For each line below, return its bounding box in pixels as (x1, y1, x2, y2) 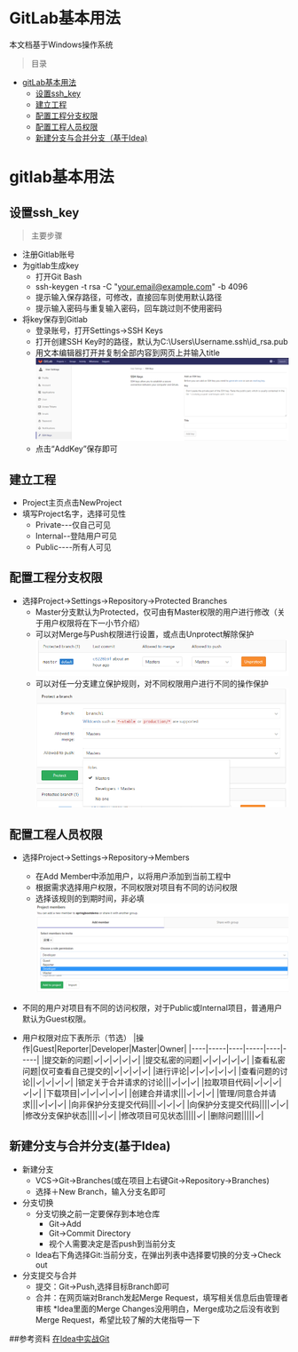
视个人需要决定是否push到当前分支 (48, 1238, 176, 1249)
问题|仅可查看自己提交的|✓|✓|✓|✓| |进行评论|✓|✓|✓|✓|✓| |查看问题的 (21, 1065, 281, 1076)
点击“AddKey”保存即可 (35, 443, 118, 454)
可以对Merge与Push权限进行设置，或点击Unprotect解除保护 (35, 628, 255, 640)
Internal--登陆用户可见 (35, 530, 118, 541)
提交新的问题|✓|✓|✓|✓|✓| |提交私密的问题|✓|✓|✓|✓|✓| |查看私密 (43, 1054, 286, 1065)
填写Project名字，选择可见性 (21, 508, 127, 519)
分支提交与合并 (21, 1269, 77, 1280)
